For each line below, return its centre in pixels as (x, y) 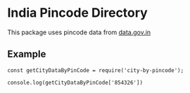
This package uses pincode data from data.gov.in (79, 32)
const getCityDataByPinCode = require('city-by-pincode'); (96, 70)
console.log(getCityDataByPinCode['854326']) (75, 83)
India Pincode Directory (77, 13)
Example (27, 54)
